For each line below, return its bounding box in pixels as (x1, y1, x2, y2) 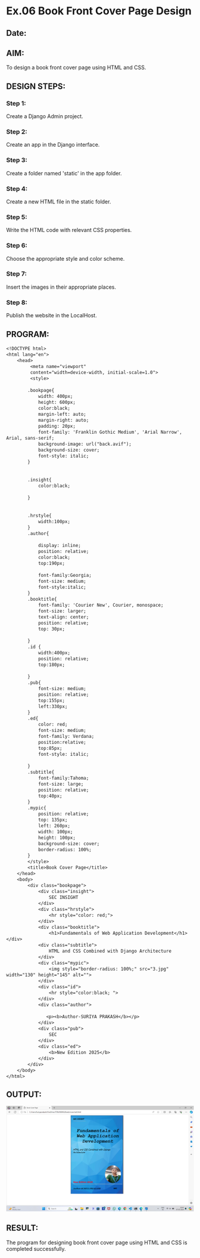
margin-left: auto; (37, 411, 86, 417)
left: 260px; (37, 823, 70, 829)
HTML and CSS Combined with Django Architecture (48, 948, 171, 954)
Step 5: (6, 213, 28, 221)
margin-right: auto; (37, 417, 89, 423)
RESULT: (6, 1223, 39, 1233)
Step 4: (6, 184, 28, 193)
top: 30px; (37, 626, 65, 632)
